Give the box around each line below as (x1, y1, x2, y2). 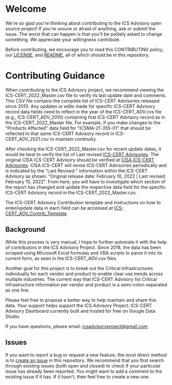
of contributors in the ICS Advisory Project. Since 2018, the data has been (5, 244, 162, 251)
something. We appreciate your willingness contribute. (5, 36, 121, 43)
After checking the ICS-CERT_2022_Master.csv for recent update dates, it (5, 146, 162, 152)
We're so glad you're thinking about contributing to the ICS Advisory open (5, 20, 162, 26)
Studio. (5, 313, 21, 319)
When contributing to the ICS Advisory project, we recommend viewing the (5, 87, 164, 93)
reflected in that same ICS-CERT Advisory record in (5, 130, 114, 137)
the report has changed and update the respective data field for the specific (5, 184, 166, 190)
